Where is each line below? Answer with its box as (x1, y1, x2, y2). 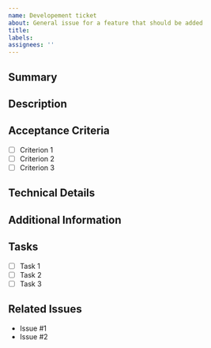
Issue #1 (19, 323, 47, 333)
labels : (8, 33, 34, 42)
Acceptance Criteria (8, 124, 110, 138)
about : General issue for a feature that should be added (8, 19, 203, 27)
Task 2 (19, 270, 42, 279)
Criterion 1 (19, 145, 54, 154)
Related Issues (8, 302, 82, 316)
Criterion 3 (19, 163, 55, 172)
